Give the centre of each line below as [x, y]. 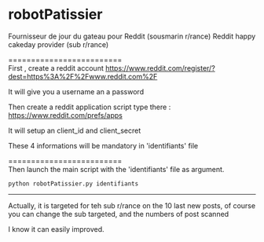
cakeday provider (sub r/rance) [59, 44]
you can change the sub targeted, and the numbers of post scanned [119, 214]
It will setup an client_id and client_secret [75, 130]
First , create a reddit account [56, 68]
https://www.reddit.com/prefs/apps [66, 115]
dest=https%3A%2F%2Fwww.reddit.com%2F [83, 76]
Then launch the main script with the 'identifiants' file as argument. [116, 169]
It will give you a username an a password [76, 91]
